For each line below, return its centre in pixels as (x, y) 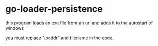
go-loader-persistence (54, 9)
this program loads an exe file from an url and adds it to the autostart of (79, 23)
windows (15, 28)
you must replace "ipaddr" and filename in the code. (60, 38)
